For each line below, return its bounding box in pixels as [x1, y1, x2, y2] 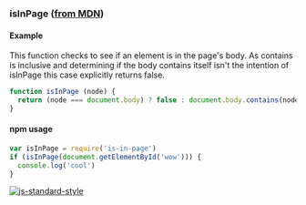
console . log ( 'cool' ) [17, 160, 96, 170]
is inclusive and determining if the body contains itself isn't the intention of [9, 60, 290, 71]
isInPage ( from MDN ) [9, 7, 105, 20]
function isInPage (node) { [9, 87, 117, 97]
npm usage [9, 124, 53, 135]
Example [9, 30, 44, 41]
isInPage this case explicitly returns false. [9, 69, 166, 80]
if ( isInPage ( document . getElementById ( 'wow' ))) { [9, 152, 202, 161]
